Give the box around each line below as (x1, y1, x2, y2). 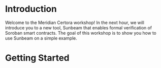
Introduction (5, 3, 57, 15)
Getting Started (5, 52, 70, 64)
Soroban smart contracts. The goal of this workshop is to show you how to (5, 30, 157, 36)
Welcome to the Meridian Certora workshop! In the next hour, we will (5, 20, 144, 25)
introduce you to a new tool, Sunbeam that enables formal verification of (5, 24, 152, 30)
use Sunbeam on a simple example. (5, 35, 77, 41)
